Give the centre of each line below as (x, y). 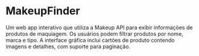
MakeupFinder (43, 11)
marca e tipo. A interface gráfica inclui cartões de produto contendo (90, 40)
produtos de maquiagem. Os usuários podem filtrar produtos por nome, (94, 33)
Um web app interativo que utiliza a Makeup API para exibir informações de (99, 27)
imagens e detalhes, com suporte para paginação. (68, 46)
